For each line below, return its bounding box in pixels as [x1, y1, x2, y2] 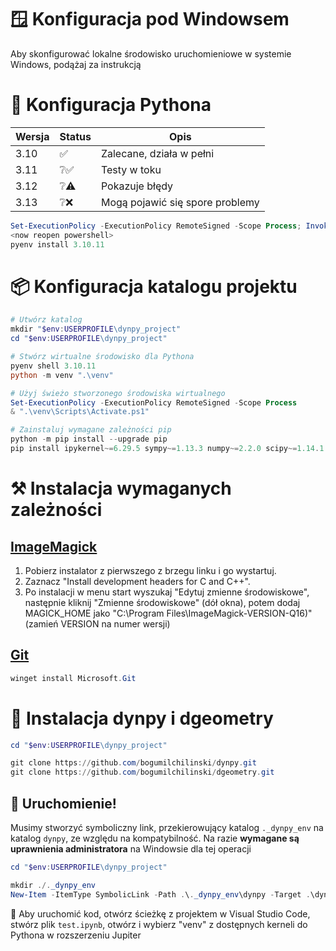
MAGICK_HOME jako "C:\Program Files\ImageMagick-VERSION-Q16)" [24, 607, 313, 619]
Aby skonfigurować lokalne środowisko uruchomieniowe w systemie [10, 47, 292, 60]
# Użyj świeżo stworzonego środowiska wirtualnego [10, 388, 226, 398]
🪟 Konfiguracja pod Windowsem [10, 8, 290, 31]
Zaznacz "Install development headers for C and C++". [24, 575, 251, 587]
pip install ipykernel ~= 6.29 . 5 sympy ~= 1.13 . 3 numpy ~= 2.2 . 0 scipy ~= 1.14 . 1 [10, 444, 325, 454]
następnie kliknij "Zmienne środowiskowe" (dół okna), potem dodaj [24, 596, 301, 608]
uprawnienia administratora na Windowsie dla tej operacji [10, 843, 252, 855]
